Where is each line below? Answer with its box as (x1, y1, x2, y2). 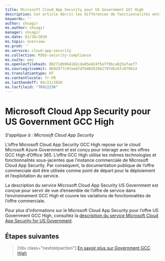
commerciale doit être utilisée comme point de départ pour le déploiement (5, 167, 156, 174)
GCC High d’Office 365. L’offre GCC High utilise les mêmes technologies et (5, 152, 157, 158)
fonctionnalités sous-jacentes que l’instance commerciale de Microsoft (5, 157, 149, 163)
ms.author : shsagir (5, 25, 45, 30)
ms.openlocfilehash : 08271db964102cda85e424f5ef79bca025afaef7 (5, 62, 137, 67)
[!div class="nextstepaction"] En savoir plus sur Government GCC (17, 245, 151, 251)
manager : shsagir (5, 30, 41, 35)
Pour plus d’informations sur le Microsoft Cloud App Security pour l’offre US (5, 208, 159, 214)
